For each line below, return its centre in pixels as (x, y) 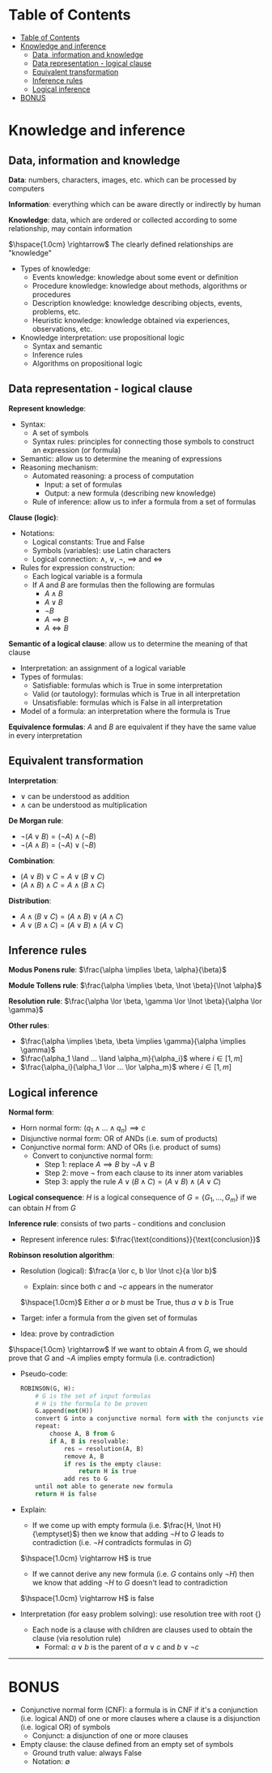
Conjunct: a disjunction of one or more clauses (110, 1735)
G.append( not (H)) (64, 1411)
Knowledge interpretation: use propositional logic (102, 337)
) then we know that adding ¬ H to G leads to (150, 1534)
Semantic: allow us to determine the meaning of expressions (121, 458)
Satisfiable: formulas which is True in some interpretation (127, 685)
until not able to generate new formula (104, 1487)
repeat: (48, 1426)
